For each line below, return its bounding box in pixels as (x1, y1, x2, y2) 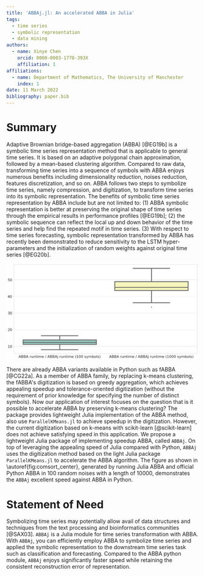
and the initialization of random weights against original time (36, 244, 188, 251)
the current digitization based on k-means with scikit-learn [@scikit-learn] (6, 424, 192, 431)
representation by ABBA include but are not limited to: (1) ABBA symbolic (6, 199, 189, 206)
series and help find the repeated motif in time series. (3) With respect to (6, 225, 189, 232)
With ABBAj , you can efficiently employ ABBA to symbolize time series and (6, 537, 192, 544)
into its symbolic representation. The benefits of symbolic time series (6, 192, 180, 200)
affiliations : (6, 68, 43, 74)
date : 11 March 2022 (6, 87, 59, 93)
